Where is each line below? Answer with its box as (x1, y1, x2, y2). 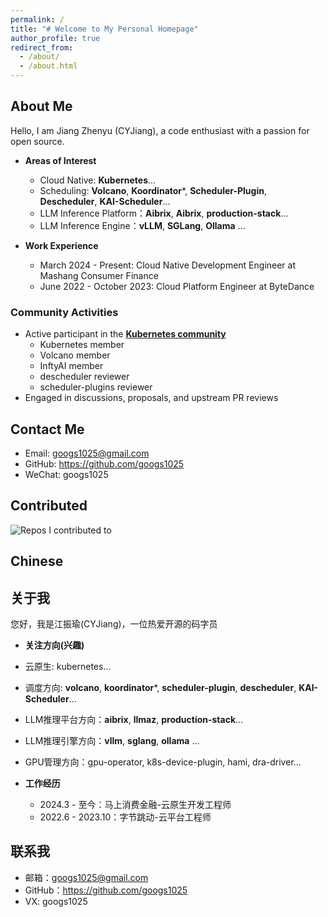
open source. (10, 135, 65, 147)
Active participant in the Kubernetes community (24, 328, 227, 340)
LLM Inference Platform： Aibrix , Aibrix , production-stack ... (39, 207, 289, 219)
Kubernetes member (39, 339, 125, 351)
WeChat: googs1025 (24, 468, 109, 480)
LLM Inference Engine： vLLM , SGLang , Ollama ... (39, 219, 246, 231)
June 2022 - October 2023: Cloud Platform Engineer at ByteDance (39, 280, 315, 292)
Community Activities (10, 305, 119, 319)
